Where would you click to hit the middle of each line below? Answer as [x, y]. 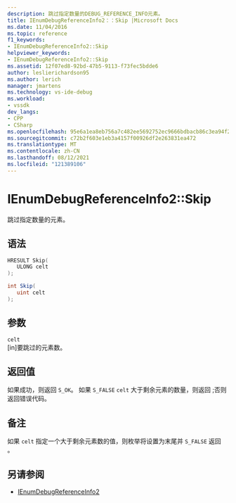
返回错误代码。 [29, 399]
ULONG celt [33, 267]
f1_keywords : [26, 40]
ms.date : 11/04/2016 [38, 27]
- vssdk [19, 106]
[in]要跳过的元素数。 [37, 347]
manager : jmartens [34, 86]
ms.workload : [26, 99]
